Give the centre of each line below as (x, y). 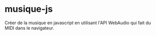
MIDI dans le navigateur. (29, 28)
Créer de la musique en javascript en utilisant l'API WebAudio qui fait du (78, 23)
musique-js (29, 9)
